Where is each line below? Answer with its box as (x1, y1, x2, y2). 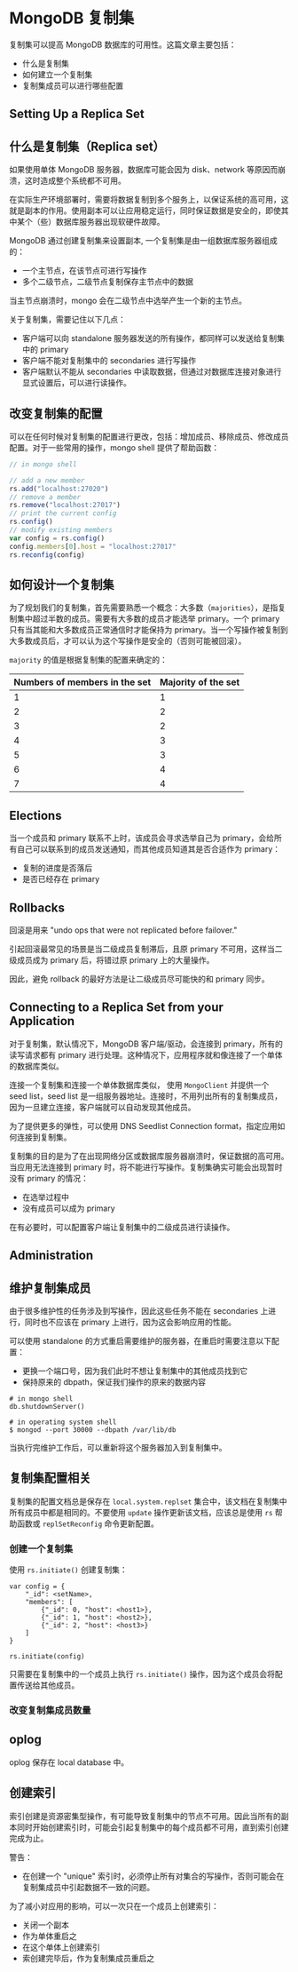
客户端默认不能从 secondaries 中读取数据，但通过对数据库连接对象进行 (21, 366, 282, 378)
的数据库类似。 (9, 1061, 64, 1071)
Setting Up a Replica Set (9, 107, 145, 122)
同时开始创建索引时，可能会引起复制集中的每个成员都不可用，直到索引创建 (16, 1822, 289, 1833)
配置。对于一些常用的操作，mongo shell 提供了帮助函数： (9, 441, 220, 453)
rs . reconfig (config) (9, 550, 86, 560)
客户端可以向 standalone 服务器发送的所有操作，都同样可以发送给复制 (21, 333, 278, 344)
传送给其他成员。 (16, 1680, 80, 1690)
